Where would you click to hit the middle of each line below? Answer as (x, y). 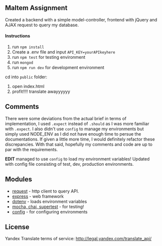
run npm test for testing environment (49, 57)
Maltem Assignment (36, 8)
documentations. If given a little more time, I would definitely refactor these (80, 139)
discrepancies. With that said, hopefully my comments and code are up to (79, 144)
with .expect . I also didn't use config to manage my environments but (74, 129)
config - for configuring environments (50, 211)
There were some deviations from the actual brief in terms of (66, 118)
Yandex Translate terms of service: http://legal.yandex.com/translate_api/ (78, 239)
